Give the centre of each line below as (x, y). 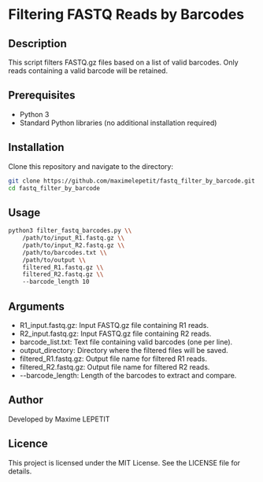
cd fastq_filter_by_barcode (54, 188)
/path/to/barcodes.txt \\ (65, 252)
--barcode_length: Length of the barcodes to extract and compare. (128, 375)
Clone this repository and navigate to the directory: (91, 166)
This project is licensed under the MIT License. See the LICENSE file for (124, 462)
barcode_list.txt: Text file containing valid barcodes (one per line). (126, 342)
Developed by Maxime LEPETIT (59, 419)
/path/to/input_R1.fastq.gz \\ (74, 238)
